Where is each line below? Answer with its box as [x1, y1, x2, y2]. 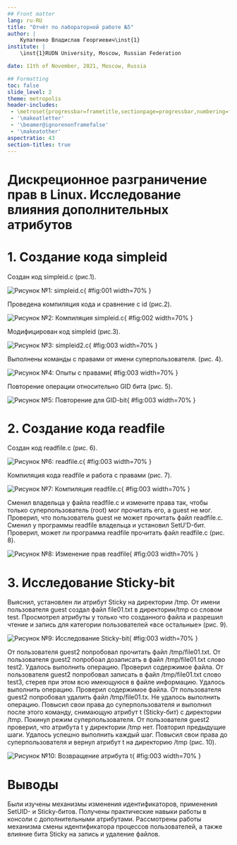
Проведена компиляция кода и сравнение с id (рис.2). [7, 300, 172, 308]
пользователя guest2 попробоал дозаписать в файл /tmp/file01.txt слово [7, 655, 226, 664]
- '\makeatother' [10, 128, 61, 135]
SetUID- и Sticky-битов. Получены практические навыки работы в [7, 808, 207, 816]
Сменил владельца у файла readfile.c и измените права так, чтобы [7, 499, 208, 507]
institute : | [7, 43, 46, 50]
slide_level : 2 [7, 88, 52, 95]
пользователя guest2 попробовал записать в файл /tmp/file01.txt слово [7, 670, 222, 679]
